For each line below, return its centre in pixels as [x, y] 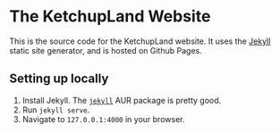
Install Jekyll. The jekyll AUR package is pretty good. [122, 100]
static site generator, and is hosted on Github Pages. [106, 50]
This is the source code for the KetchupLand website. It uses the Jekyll [140, 41]
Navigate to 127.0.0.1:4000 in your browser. [103, 119]
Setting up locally [59, 79]
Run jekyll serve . [56, 110]
